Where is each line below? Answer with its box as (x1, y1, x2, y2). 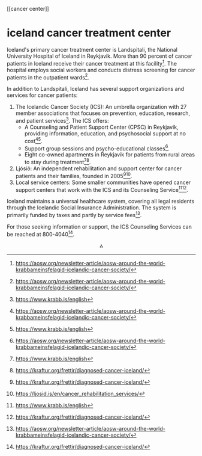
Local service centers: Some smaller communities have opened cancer (15, 179, 191, 186)
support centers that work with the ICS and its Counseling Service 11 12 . (15, 185, 188, 193)
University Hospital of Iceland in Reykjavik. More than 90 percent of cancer (7, 52, 192, 60)
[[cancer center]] (7, 5, 50, 12)
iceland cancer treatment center (7, 26, 171, 40)
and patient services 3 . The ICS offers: (15, 116, 109, 124)
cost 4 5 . (24, 136, 43, 144)
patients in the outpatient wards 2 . (7, 72, 89, 81)
